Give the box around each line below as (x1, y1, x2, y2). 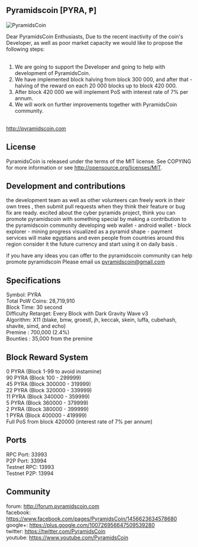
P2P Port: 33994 (6, 457, 47, 464)
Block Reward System (6, 352, 89, 362)
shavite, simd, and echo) (6, 323, 66, 330)
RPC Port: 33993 (6, 451, 47, 458)
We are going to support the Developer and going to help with (14, 63, 165, 70)
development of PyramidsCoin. (14, 69, 90, 76)
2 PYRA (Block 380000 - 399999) (6, 406, 89, 413)
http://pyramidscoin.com (6, 125, 66, 132)
